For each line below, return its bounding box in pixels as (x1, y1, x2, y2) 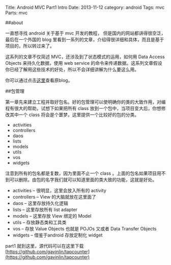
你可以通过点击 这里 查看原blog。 (5, 77, 73, 83)
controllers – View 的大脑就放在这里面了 (12, 194, 97, 200)
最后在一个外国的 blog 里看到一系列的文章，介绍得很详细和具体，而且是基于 (5, 37, 164, 42)
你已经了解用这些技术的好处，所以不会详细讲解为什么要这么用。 (5, 66, 139, 72)
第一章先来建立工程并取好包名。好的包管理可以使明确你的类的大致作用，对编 (5, 99, 166, 105)
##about (5, 20, 23, 25)
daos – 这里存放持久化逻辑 (12, 200, 68, 206)
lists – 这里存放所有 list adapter (12, 206, 78, 213)
